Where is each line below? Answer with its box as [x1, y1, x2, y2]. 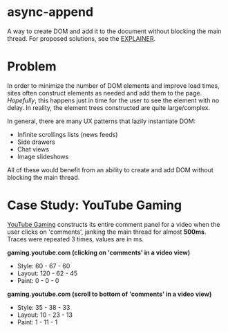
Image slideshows [17, 152, 69, 160]
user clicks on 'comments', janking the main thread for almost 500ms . [7, 228, 207, 236]
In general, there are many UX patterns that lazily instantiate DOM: [7, 117, 196, 125]
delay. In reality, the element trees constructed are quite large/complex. [7, 103, 211, 111]
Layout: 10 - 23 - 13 [17, 311, 73, 319]
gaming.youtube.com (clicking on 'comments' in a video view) [7, 248, 191, 257]
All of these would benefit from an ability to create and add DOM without [7, 165, 214, 174]
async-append [7, 4, 94, 20]
